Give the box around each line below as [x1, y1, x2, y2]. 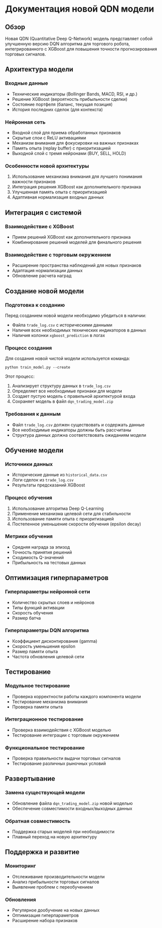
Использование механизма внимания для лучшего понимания [12, 174, 143, 180]
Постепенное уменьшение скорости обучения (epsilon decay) [12, 521, 142, 527]
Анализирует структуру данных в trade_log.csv [12, 383, 111, 389]
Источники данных [5, 461, 53, 467]
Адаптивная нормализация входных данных [12, 194, 104, 200]
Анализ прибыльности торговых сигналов [12, 879, 99, 885]
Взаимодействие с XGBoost [5, 223, 74, 230]
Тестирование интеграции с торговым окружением [12, 732, 120, 738]
